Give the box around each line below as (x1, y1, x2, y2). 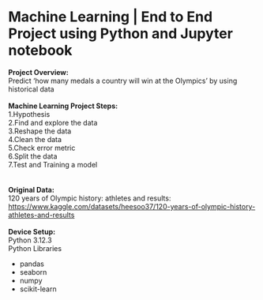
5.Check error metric (8, 143, 76, 152)
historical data (8, 84, 54, 94)
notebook (8, 42, 73, 59)
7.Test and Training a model (8, 159, 98, 169)
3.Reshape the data (8, 126, 72, 136)
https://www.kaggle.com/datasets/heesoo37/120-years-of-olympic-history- (8, 201, 256, 211)
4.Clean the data (8, 134, 62, 144)
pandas (19, 259, 45, 268)
